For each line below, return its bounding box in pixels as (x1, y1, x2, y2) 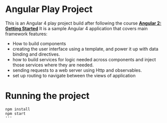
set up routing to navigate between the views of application (12, 72, 136, 78)
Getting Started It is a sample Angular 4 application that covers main (5, 25, 148, 31)
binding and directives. (12, 51, 60, 57)
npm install (5, 106, 30, 111)
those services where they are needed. (12, 62, 94, 68)
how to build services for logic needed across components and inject (12, 56, 156, 62)
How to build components (12, 40, 66, 46)
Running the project (5, 90, 90, 101)
